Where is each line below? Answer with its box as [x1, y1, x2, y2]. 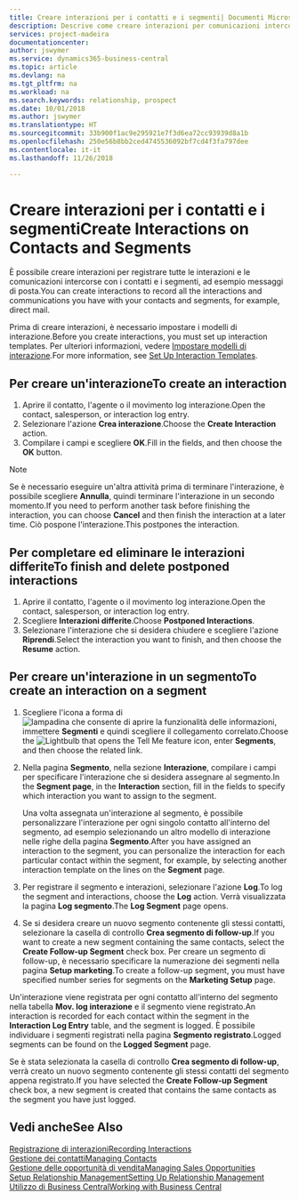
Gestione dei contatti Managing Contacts [9, 1153, 158, 1164]
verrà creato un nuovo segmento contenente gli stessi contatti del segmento [9, 1065, 289, 1076]
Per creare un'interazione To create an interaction [9, 375, 287, 391]
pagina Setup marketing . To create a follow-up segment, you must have [21, 964, 286, 975]
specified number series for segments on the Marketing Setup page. [21, 974, 276, 985]
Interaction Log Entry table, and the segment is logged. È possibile [9, 1020, 255, 1030]
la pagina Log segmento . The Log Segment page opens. [21, 900, 229, 911]
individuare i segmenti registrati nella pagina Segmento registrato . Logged [9, 1029, 282, 1040]
